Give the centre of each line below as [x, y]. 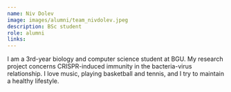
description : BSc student [44, 26]
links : [17, 39]
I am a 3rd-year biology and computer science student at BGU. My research [115, 59]
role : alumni [26, 33]
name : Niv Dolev [30, 13]
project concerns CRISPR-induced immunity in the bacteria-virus [100, 66]
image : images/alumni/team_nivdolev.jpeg [68, 20]
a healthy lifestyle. [33, 81]
